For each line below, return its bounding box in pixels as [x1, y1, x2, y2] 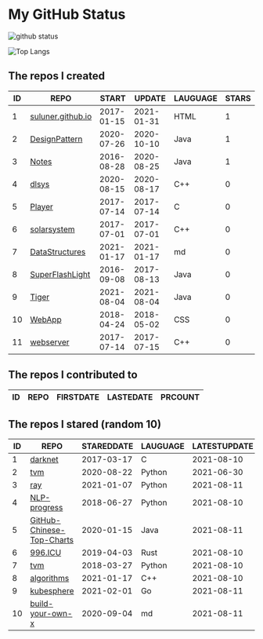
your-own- [30, 608, 73, 619]
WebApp [30, 314, 62, 325]
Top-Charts [30, 535, 74, 546]
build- [30, 598, 53, 609]
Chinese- [30, 524, 66, 535]
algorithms [30, 573, 70, 584]
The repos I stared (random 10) [8, 418, 162, 431]
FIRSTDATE [56, 391, 100, 402]
